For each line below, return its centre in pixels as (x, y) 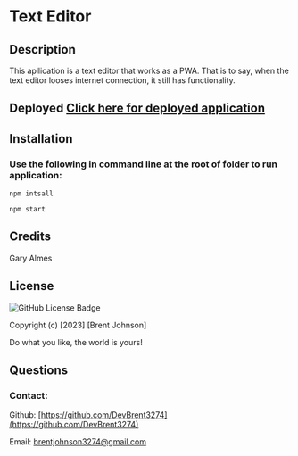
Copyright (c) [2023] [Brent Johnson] (78, 325)
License (32, 286)
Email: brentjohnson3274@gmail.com (78, 442)
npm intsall (31, 194)
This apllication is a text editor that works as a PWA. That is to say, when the (149, 70)
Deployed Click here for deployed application (137, 108)
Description (42, 50)
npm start (28, 210)
